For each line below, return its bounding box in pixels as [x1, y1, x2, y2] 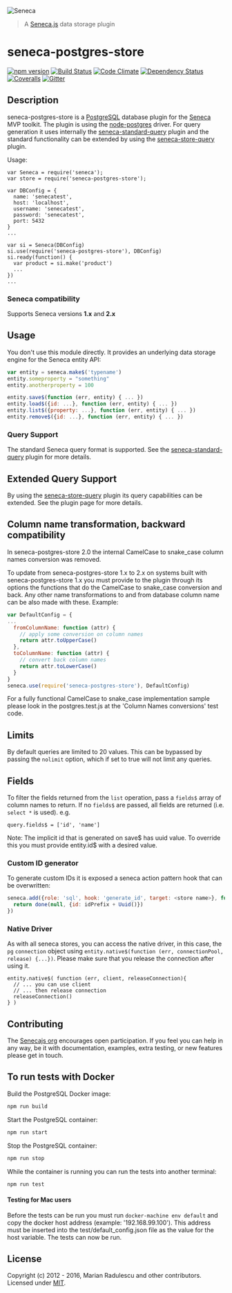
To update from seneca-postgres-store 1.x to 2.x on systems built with [7, 568, 207, 577]
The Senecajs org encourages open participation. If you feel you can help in [7, 1036, 223, 1045]
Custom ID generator [7, 858, 79, 868]
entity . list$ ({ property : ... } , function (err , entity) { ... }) [7, 407, 196, 414]
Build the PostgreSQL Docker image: [7, 1090, 111, 1098]
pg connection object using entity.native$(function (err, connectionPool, [7, 947, 224, 955]
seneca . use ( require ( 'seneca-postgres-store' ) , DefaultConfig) [7, 682, 190, 689]
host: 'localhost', [13, 199, 70, 206]
